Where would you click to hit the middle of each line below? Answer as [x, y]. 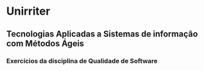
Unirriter [28, 11]
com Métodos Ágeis [45, 43]
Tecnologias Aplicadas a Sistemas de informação [102, 34]
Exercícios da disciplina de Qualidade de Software [82, 61]
